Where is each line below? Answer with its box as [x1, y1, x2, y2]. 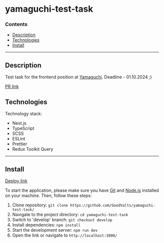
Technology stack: [5, 111, 42, 117]
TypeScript [12, 126, 35, 132]
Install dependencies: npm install [12, 221, 81, 228]
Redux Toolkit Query [12, 146, 54, 152]
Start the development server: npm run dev [12, 227, 98, 233]
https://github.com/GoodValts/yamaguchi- [70, 203, 156, 208]
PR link [5, 84, 19, 89]
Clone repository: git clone [12, 202, 68, 208]
